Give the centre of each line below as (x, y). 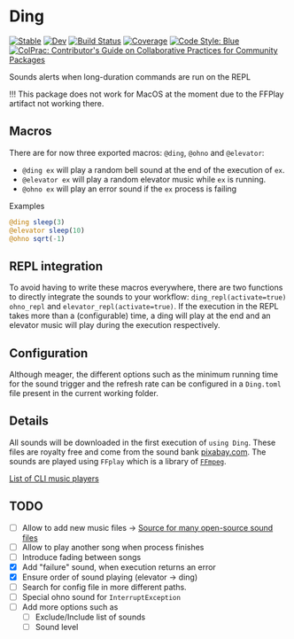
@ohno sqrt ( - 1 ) (37, 238)
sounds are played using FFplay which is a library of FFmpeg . (118, 461)
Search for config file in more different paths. (104, 587)
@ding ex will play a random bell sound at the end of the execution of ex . (153, 169)
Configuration (49, 353)
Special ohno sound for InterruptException (101, 597)
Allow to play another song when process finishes (113, 547)
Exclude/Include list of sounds (90, 617)
